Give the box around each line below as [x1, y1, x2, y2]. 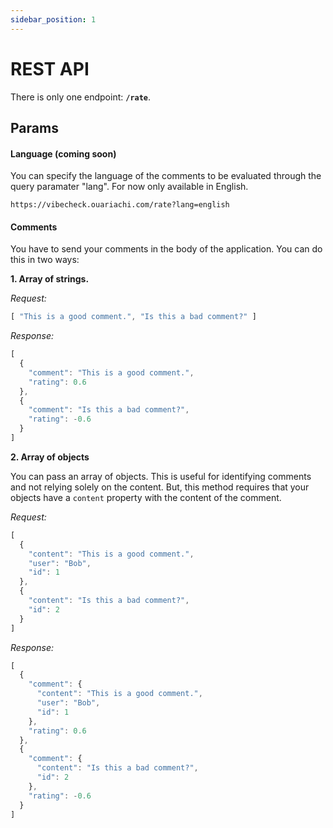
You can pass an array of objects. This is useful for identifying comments [10, 470, 312, 482]
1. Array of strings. [10, 273, 90, 285]
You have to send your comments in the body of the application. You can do [10, 243, 323, 255]
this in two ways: [10, 254, 80, 266]
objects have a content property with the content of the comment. [10, 491, 282, 503]
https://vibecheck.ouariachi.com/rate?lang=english [10, 200, 230, 210]
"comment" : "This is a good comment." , [28, 367, 195, 378]
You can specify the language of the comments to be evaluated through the [10, 170, 322, 182]
